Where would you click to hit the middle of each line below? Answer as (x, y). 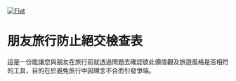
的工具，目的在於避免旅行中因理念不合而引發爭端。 (81, 71)
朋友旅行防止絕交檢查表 (75, 41)
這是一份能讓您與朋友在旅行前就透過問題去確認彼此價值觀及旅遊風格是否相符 (118, 61)
